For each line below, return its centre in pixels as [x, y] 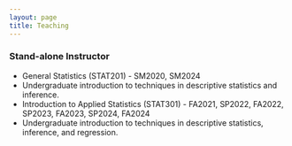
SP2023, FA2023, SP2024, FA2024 [86, 113]
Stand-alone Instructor [60, 57]
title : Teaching [39, 26]
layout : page [33, 17]
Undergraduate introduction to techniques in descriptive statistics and [150, 85]
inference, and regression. [70, 132]
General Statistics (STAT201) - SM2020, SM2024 [111, 75]
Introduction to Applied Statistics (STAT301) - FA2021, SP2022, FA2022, [153, 104]
